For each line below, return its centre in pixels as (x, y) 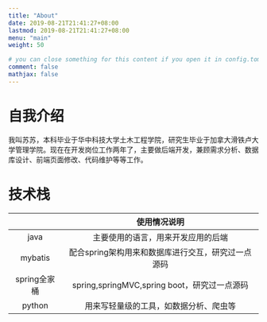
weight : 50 (26, 45)
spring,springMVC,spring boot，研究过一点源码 (160, 285)
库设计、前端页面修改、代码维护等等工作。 (78, 159)
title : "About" (33, 16)
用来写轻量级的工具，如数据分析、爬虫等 (161, 305)
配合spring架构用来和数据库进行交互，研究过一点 (160, 252)
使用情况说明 (161, 222)
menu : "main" (30, 38)
